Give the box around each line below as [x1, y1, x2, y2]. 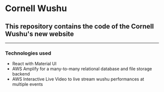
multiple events [12, 81, 43, 87]
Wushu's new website [5, 30, 74, 38]
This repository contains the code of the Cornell [5, 22, 154, 31]
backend [12, 71, 30, 77]
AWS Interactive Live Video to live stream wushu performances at [12, 76, 144, 82]
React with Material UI [12, 61, 57, 67]
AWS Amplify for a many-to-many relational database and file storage [12, 66, 152, 72]
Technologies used [5, 49, 51, 56]
